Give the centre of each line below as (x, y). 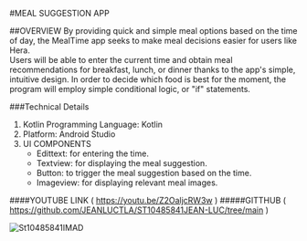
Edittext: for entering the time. (92, 153)
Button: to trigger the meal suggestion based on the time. (144, 173)
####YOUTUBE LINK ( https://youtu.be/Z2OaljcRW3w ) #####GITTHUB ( (148, 200)
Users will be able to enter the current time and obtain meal (121, 60)
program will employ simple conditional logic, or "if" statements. (130, 89)
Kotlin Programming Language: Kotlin (92, 124)
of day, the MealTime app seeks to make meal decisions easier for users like (153, 41)
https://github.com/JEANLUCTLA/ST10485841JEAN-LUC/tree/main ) (139, 210)
